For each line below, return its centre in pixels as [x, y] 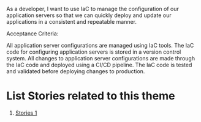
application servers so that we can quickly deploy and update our [89, 15]
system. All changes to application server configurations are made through [100, 58]
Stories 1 [26, 113]
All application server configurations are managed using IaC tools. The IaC [100, 45]
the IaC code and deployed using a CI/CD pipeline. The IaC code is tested [99, 65]
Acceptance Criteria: [32, 34]
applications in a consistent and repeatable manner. [71, 22]
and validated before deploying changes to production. [76, 71]
